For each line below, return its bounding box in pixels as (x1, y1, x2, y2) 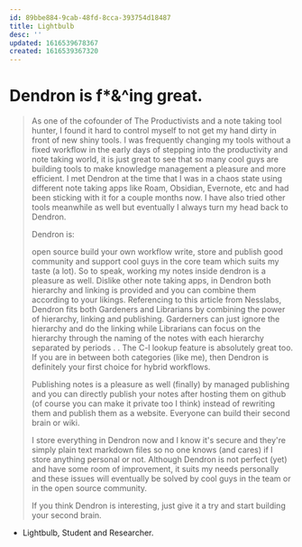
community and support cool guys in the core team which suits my (31, 256, 279, 267)
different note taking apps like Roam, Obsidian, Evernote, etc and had (31, 182, 289, 194)
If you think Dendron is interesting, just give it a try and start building (31, 500, 286, 511)
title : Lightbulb (9, 22, 75, 31)
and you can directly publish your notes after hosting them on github (31, 389, 287, 400)
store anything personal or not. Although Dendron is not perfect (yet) (31, 454, 288, 465)
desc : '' (9, 30, 42, 39)
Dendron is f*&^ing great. (9, 86, 203, 107)
